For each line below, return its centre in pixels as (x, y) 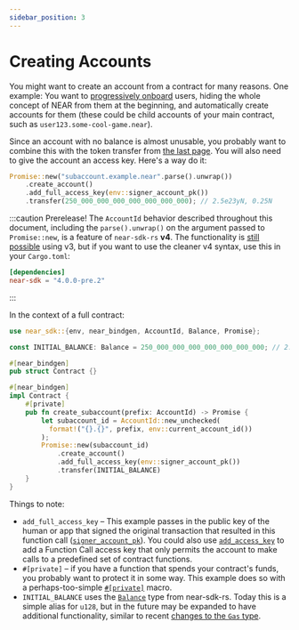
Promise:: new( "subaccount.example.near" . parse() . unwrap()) (121, 176)
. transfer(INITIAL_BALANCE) (109, 471)
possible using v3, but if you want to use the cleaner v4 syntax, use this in (145, 246)
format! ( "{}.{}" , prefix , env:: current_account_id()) (150, 429)
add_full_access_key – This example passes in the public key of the (145, 521)
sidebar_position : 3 (48, 17)
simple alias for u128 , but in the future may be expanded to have (139, 606)
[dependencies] (37, 272)
